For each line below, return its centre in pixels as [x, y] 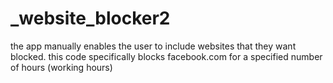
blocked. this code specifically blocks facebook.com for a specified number [166, 56]
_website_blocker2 [90, 18]
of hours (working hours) [61, 67]
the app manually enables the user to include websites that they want [153, 46]
